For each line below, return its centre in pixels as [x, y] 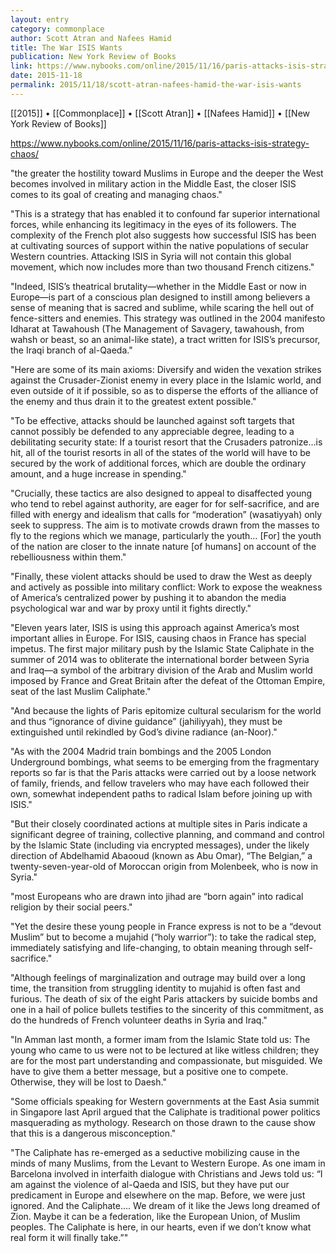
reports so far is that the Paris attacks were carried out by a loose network [163, 772]
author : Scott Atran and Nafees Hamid [91, 38]
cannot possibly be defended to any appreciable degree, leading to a [152, 431]
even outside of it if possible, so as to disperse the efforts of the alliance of [164, 390]
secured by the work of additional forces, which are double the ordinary [158, 463]
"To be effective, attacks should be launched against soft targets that [152, 420]
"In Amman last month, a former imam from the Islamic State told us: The [160, 1039]
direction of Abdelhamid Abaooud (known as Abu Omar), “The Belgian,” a [161, 855]
